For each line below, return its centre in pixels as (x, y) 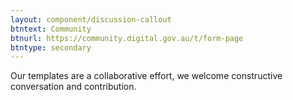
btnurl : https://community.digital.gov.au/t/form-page (127, 38)
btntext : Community (51, 29)
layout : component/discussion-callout (91, 19)
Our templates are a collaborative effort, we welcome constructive (146, 76)
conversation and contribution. (73, 87)
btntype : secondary (51, 47)
